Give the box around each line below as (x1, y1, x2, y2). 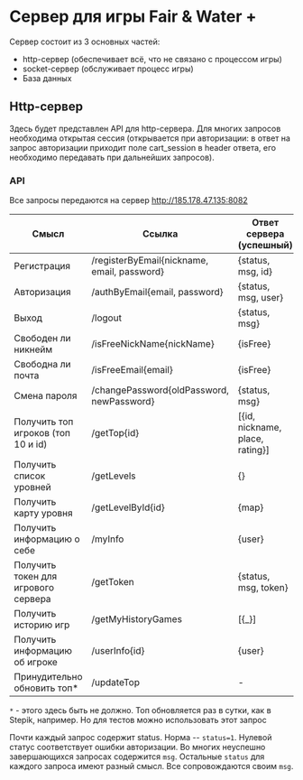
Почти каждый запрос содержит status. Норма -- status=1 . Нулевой (9, 732, 272, 743)
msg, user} (237, 292, 284, 304)
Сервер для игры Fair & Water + (9, 6, 257, 27)
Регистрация (14, 260, 70, 273)
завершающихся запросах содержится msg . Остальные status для (9, 751, 265, 762)
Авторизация (14, 286, 71, 299)
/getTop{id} (91, 427, 140, 440)
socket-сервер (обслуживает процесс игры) (22, 63, 194, 74)
